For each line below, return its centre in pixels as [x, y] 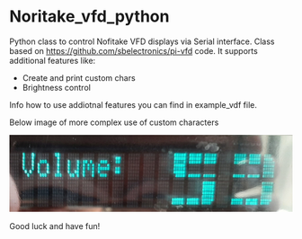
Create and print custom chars [79, 77]
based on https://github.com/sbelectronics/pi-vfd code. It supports [133, 50]
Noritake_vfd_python [89, 17]
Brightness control [57, 87]
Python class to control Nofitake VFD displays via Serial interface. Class [142, 41]
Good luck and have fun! [55, 226]
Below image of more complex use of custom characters [114, 122]
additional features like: [53, 60]
